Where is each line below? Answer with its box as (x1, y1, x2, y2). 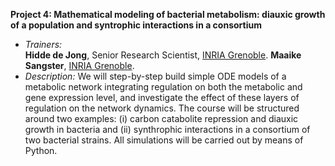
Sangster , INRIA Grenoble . (24, 60, 135, 71)
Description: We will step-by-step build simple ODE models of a (24, 70, 287, 82)
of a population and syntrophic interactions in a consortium (10, 19, 262, 31)
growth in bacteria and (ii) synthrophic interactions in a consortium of (24, 124, 311, 135)
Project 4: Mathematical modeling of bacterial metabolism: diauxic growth (10, 9, 326, 20)
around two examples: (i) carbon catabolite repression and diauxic (24, 113, 299, 124)
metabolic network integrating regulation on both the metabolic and (24, 81, 303, 93)
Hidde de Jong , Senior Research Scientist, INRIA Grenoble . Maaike (24, 49, 302, 61)
